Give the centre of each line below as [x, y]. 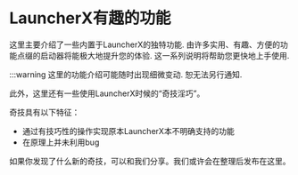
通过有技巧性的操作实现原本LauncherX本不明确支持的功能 [128, 131]
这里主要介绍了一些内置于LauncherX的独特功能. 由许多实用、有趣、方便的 [145, 44]
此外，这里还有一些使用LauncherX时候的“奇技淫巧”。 [107, 93]
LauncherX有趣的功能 [90, 18]
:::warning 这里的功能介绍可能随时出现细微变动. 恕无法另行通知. [126, 74]
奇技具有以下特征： [45, 112]
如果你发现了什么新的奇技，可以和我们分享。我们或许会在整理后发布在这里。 [150, 161]
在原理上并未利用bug [61, 142]
